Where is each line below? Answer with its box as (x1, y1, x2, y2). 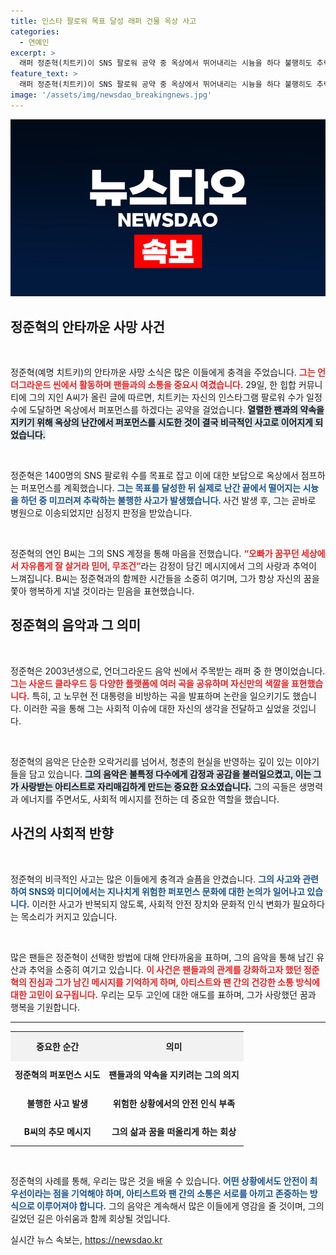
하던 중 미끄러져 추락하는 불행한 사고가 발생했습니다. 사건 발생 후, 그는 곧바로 (20, 495, 317, 507)
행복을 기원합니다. (10, 1001, 81, 1013)
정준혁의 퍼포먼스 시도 (14, 1069, 101, 1081)
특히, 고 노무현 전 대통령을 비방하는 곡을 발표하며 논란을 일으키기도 (31, 690, 291, 702)
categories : (10, 26, 60, 37)
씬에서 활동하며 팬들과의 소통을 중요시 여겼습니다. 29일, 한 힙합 (52, 379, 297, 391)
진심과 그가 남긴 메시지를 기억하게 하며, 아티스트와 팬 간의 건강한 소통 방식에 (28, 976, 320, 988)
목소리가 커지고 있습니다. (20, 910, 118, 922)
